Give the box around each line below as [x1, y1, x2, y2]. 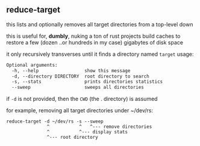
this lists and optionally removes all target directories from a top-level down [6, 20, 193, 28]
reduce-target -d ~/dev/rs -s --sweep [6, 118, 104, 125]
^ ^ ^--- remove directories [46, 124, 152, 130]
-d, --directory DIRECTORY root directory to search [11, 73, 149, 79]
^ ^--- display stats [46, 129, 128, 135]
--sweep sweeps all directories [11, 84, 145, 91]
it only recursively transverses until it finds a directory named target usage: [6, 50, 194, 58]
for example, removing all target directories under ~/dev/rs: [6, 107, 154, 114]
